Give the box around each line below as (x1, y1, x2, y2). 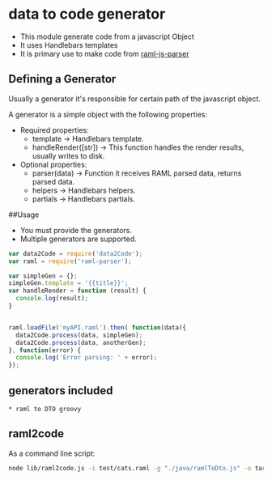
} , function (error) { (8, 346, 82, 355)
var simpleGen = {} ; (8, 272, 79, 280)
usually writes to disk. (32, 151, 105, 160)
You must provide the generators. (19, 225, 132, 235)
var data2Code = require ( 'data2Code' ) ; (8, 249, 143, 257)
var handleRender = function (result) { (8, 287, 147, 295)
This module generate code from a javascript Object (19, 32, 194, 41)
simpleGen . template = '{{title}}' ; (8, 279, 129, 287)
